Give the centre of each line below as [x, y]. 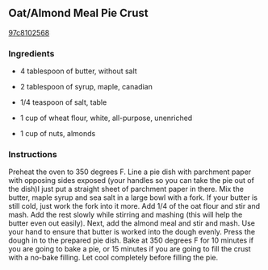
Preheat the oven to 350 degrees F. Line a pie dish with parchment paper [130, 172]
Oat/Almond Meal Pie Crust [78, 13]
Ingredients [31, 53]
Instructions [33, 155]
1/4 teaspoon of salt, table [63, 102]
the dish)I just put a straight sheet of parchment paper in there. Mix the [126, 189]
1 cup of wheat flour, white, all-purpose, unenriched [106, 118]
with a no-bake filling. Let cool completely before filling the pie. [113, 258]
